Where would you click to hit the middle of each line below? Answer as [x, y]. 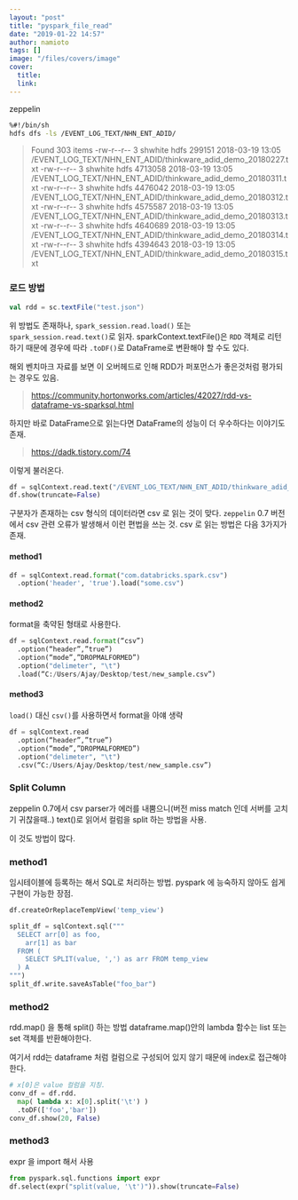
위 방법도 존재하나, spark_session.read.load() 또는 [100, 325]
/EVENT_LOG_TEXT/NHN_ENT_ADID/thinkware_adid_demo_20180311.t [158, 179]
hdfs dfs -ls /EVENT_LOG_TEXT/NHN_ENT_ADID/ [93, 133]
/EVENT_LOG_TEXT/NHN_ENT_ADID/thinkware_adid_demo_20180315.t [159, 254]
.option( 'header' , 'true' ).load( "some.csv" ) [101, 584]
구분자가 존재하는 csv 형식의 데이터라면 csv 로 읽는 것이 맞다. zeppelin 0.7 [139, 513]
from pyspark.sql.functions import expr [85, 1178]
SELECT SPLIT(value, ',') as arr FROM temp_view [117, 959]
